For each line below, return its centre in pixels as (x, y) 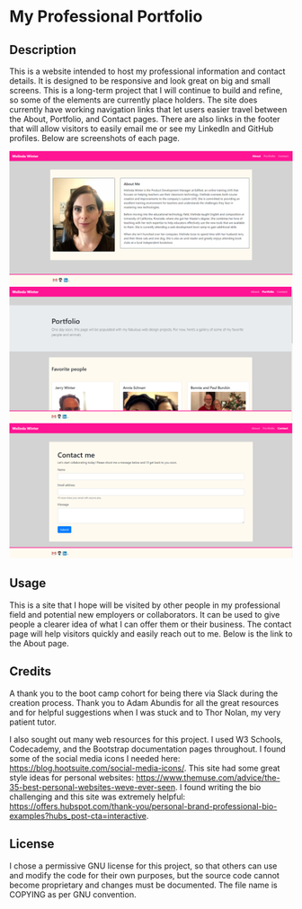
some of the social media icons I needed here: (95, 758)
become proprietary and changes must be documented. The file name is (143, 885)
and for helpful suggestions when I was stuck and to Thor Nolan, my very (145, 712)
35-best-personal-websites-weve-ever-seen (93, 787)
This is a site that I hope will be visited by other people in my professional (145, 605)
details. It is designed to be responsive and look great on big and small (140, 81)
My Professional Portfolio (106, 17)
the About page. (39, 643)
